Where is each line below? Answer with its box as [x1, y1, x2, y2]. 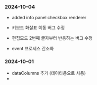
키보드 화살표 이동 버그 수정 [11, 25, 65, 30]
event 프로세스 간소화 [11, 46, 54, 52]
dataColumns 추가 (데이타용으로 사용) [11, 70, 86, 76]
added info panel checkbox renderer [11, 15, 87, 21]
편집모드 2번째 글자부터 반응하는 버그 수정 [11, 35, 93, 41]
